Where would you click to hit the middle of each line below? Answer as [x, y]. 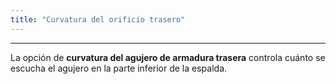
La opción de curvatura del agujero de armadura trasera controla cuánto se [168, 57]
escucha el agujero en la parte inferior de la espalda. [119, 68]
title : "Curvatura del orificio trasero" [98, 19]
